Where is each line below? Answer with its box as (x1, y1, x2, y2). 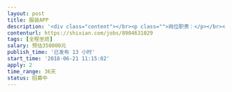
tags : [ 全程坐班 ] (7, 36, 53, 43)
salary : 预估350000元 (7, 42, 66, 49)
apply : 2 (7, 62, 33, 68)
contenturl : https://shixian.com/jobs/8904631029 (7, 29, 154, 37)
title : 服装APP (7, 17, 49, 24)
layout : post (7, 10, 45, 17)
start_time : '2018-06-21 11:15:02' (7, 55, 110, 62)
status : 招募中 (7, 74, 48, 82)
